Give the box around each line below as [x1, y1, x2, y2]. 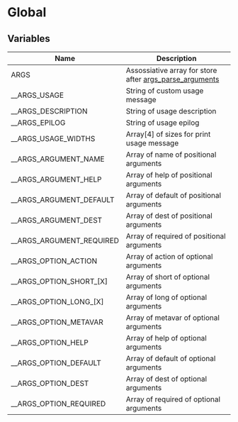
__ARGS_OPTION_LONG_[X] [11, 297, 104, 306]
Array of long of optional [125, 292, 208, 302]
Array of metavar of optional [125, 313, 220, 323]
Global [7, 4, 47, 21]
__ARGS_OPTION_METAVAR [11, 317, 104, 327]
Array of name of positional [125, 150, 217, 160]
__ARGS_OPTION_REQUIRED [11, 399, 106, 409]
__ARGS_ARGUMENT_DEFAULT [11, 195, 115, 204]
